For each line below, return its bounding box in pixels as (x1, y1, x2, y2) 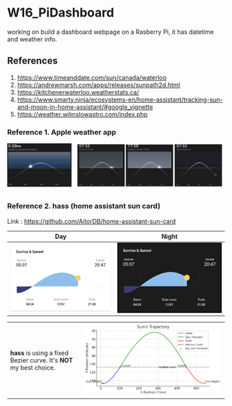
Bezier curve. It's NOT (10, 356, 73, 364)
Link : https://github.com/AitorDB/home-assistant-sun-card (7, 217, 176, 225)
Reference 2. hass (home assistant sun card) (7, 202, 161, 211)
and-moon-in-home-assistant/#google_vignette (17, 102, 153, 111)
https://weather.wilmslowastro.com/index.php (17, 110, 148, 118)
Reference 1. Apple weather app (7, 127, 117, 137)
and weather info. (7, 35, 57, 43)
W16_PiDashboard (7, 5, 115, 21)
